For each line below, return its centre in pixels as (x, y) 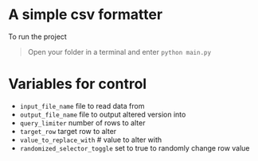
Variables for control (78, 84)
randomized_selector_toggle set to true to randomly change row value (135, 148)
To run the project (38, 36)
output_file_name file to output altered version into (103, 114)
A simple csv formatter (86, 15)
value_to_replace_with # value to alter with (91, 140)
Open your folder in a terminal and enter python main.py (119, 52)
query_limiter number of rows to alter (82, 123)
